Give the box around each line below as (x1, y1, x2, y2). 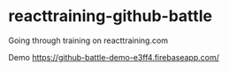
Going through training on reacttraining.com (8, 35, 169, 46)
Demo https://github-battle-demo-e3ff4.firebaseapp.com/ (8, 52, 220, 62)
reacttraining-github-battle (8, 6, 213, 26)
